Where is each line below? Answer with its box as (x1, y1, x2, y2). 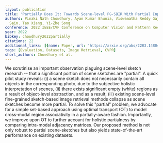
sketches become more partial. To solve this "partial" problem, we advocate (5, 101, 157, 107)
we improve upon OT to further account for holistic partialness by (5, 117, 136, 123)
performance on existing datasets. (5, 132, 74, 138)
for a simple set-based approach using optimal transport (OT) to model (5, 107, 147, 112)
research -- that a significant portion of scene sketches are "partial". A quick (5, 71, 158, 77)
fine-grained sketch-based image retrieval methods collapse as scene (5, 96, 146, 102)
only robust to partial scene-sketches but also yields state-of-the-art (5, 127, 143, 133)
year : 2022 (5, 30, 27, 34)
